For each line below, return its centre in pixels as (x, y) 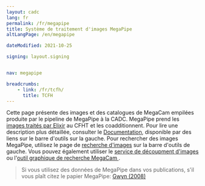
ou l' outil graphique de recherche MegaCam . (63, 158)
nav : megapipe (24, 73)
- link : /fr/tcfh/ (41, 90)
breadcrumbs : (23, 84)
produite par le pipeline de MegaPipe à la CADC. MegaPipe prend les (93, 119)
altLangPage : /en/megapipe (41, 35)
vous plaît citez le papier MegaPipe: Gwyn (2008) (84, 176)
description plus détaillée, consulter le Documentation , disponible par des (99, 132)
